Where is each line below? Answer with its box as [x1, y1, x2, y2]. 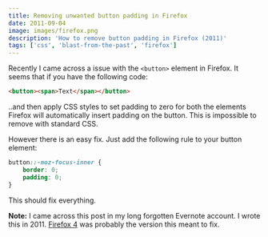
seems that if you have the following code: [8, 72, 148, 82]
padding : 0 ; [22, 173, 62, 181]
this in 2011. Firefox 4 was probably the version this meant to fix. [8, 219, 220, 229]
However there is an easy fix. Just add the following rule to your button [8, 135, 242, 144]
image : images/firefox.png [8, 26, 98, 34]
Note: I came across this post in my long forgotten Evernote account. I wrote [8, 211, 261, 220]
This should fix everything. [8, 195, 96, 205]
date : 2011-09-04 [8, 19, 66, 27]
